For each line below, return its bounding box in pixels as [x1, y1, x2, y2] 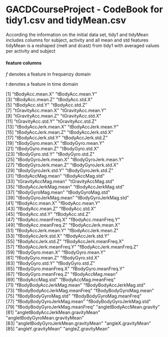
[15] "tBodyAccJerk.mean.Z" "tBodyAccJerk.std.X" [6, 129, 114, 136]
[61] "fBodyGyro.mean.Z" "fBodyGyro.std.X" [6, 255, 100, 261]
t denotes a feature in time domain [6, 81, 78, 87]
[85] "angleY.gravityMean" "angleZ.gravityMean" [6, 326, 110, 332]
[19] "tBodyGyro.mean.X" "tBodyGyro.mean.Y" [6, 140, 104, 146]
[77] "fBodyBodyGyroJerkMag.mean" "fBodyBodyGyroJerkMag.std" [6, 298, 151, 305]
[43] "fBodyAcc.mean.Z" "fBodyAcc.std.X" [6, 205, 96, 212]
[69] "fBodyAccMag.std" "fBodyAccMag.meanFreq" [6, 276, 116, 283]
